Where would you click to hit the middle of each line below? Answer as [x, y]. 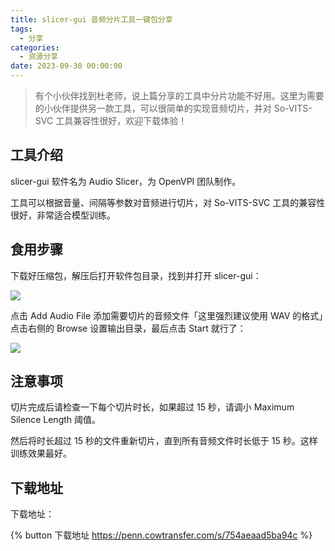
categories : [35, 47]
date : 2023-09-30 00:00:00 [66, 66]
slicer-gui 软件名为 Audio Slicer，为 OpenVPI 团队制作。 [126, 181]
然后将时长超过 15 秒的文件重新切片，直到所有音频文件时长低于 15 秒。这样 [164, 441]
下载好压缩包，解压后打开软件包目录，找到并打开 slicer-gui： [136, 275]
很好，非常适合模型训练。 [63, 215]
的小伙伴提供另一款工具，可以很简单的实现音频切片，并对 [153, 108]
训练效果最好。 [41, 453]
